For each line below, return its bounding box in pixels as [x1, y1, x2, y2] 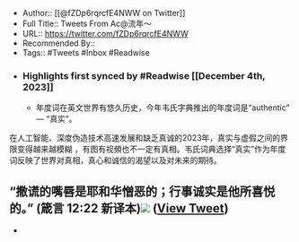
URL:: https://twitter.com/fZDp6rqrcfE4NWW [22, 29, 189, 39]
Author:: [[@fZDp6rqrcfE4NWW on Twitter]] [22, 8, 186, 18]
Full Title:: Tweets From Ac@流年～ [22, 18, 153, 29]
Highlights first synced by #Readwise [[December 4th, [22, 69, 266, 82]
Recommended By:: [22, 38, 96, 48]
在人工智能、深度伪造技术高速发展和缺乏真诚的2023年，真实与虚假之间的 [9, 133, 281, 143]
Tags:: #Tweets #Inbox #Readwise [22, 48, 150, 57]
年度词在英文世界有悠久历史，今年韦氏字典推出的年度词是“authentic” [35, 102, 290, 113]
